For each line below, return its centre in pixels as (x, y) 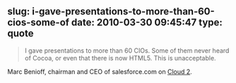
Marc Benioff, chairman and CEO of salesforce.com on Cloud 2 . (100, 71)
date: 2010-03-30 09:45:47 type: (147, 23)
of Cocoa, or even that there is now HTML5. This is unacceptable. (120, 58)
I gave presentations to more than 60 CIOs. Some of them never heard (127, 50)
